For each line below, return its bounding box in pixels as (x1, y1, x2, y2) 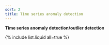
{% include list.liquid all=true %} (5, 34, 69, 40)
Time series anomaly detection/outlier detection (5, 25, 105, 30)
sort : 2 (5, 7, 21, 12)
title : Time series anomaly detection (5, 12, 83, 16)
